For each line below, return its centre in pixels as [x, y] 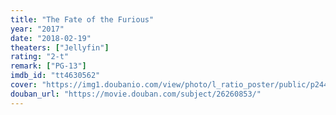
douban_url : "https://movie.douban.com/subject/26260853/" [136, 94]
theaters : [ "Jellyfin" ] [60, 47]
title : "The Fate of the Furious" [82, 19]
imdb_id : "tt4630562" [55, 76]
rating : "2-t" [40, 57]
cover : [24, 85]
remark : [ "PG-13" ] [48, 66]
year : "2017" [37, 29]
